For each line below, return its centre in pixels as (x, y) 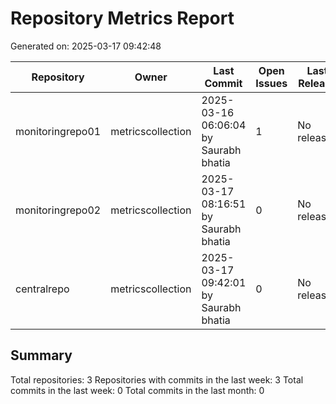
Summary (41, 355)
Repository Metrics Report (122, 18)
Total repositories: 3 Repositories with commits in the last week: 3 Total (157, 379)
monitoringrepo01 (58, 131)
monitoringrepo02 (58, 210)
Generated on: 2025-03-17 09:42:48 (86, 46)
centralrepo (42, 289)
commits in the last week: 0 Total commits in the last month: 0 (137, 390)
